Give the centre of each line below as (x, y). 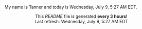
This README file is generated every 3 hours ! (81, 16)
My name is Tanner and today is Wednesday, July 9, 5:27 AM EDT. (71, 7)
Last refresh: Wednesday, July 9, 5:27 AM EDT (81, 22)
